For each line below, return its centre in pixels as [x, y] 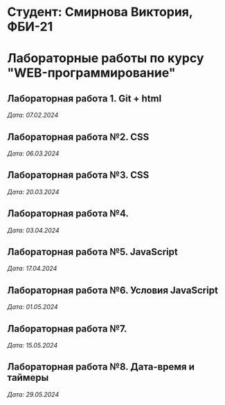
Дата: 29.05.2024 [33, 394]
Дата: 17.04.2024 [32, 269]
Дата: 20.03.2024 [33, 191]
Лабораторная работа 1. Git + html [84, 98]
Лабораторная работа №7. [67, 329]
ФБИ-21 [30, 27]
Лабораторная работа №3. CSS [78, 175]
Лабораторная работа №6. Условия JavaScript [112, 290]
